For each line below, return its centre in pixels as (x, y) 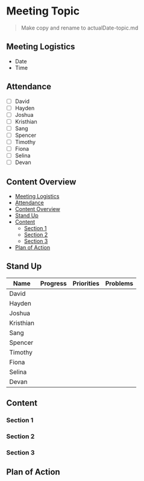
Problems (119, 283)
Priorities (86, 283)
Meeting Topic (43, 11)
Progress (54, 283)
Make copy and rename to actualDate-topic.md (80, 28)
